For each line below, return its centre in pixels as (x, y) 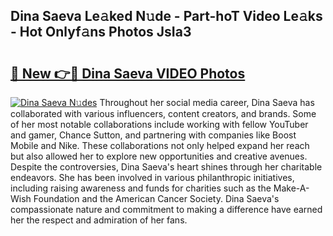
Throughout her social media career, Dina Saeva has (207, 102)
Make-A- (291, 188)
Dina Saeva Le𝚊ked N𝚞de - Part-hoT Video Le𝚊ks (166, 16)
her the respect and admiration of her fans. (99, 220)
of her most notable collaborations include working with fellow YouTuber (159, 124)
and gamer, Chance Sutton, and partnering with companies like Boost (153, 135)
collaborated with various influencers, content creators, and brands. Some (163, 113)
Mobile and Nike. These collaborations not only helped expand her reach (160, 145)
